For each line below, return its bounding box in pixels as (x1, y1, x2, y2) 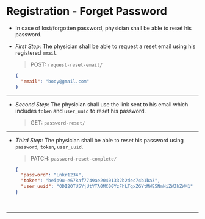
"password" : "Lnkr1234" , (21, 172, 84, 178)
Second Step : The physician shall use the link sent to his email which (15, 100, 189, 108)
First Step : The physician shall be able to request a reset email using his (15, 43, 196, 50)
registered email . (15, 49, 58, 56)
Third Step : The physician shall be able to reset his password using (15, 136, 184, 144)
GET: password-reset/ (30, 119, 85, 126)
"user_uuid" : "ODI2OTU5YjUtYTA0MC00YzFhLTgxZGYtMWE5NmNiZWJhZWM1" (21, 184, 193, 190)
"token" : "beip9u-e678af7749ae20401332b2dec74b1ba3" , (21, 178, 160, 184)
